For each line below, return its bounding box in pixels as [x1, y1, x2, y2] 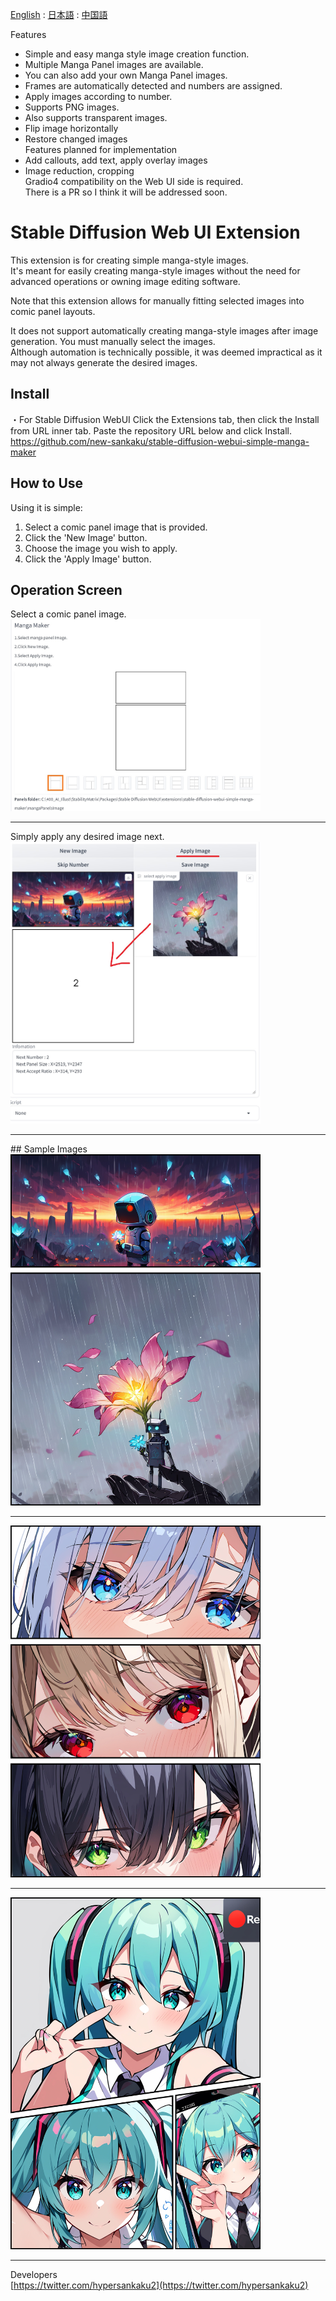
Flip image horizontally [24, 123, 119, 134]
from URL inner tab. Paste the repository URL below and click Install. [10, 424, 292, 437]
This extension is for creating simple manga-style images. [10, 254, 249, 266]
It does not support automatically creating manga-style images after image [10, 324, 319, 337]
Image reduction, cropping [24, 165, 135, 177]
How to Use [10, 475, 84, 492]
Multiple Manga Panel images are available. [24, 59, 204, 70]
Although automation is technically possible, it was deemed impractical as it [10, 346, 323, 358]
